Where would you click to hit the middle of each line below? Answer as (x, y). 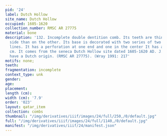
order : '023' (19, 103)
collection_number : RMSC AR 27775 (41, 28)
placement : (16, 88)
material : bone (21, 33)
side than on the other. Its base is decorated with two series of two (85, 42)
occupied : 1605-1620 (27, 24)
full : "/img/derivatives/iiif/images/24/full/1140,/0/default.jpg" (77, 121)
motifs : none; (20, 61)
